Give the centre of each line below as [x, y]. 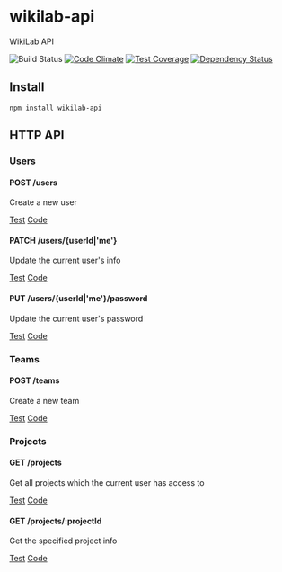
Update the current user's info [65, 260]
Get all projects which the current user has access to [107, 482]
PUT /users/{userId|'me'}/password [79, 299]
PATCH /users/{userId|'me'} [63, 240]
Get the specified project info [63, 541]
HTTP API [37, 135]
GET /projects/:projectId [56, 521]
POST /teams [35, 380]
